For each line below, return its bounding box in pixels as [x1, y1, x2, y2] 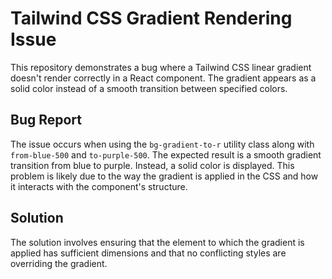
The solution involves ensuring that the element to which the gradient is [10, 236, 305, 248]
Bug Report [10, 112, 83, 129]
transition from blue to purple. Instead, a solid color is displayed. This [10, 159, 295, 171]
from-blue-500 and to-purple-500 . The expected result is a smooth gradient [10, 148, 322, 161]
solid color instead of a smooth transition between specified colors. [10, 82, 288, 94]
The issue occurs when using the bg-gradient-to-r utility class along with [10, 138, 315, 150]
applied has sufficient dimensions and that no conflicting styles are [10, 247, 287, 259]
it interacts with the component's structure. [10, 180, 188, 192]
